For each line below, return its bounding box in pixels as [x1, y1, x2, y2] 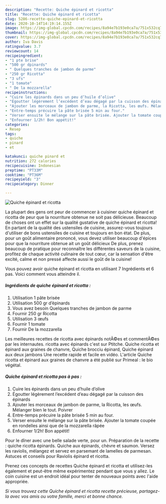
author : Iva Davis [5, 40, 43, 44]
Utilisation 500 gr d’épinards [12, 300, 70, 306]
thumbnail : [5, 30, 28, 35]
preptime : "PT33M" [5, 168, 43, 173]
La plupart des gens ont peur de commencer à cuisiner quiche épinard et [5, 209, 154, 215]
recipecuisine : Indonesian [5, 163, 61, 168]
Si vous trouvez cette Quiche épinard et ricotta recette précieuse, [5, 488, 138, 494]
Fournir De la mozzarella [12, 326, 62, 332]
